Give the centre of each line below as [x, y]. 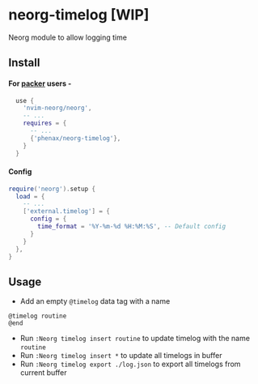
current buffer [43, 373]
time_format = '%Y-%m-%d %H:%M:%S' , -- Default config [132, 227]
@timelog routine [38, 316]
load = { [30, 196]
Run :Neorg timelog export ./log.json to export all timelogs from [130, 364]
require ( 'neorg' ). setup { [52, 189]
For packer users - [40, 83]
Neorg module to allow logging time [68, 37]
